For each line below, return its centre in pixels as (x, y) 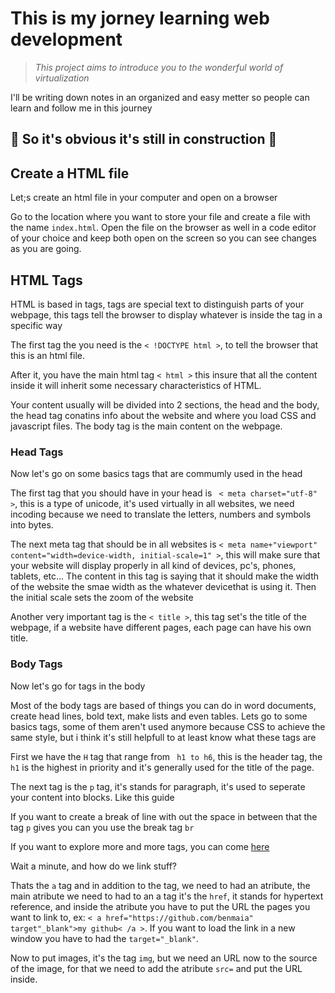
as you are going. (46, 249)
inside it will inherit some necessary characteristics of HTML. (136, 385)
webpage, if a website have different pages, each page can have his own (161, 628)
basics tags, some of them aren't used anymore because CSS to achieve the (168, 726)
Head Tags (37, 452)
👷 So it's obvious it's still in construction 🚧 (144, 139)
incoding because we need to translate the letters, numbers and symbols (161, 514)
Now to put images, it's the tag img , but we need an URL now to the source (164, 958)
